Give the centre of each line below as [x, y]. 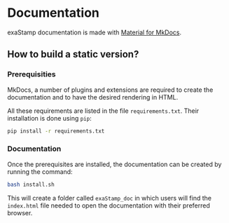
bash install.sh [31, 184]
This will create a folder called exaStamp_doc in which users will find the [110, 198]
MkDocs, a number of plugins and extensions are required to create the [110, 90]
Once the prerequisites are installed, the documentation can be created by [114, 164]
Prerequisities [32, 74]
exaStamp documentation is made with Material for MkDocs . [95, 32]
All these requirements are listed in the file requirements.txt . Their [103, 111]
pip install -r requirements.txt [56, 131]
